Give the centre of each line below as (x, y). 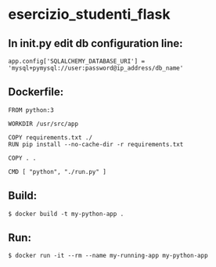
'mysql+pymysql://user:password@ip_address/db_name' (96, 68)
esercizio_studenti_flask (89, 14)
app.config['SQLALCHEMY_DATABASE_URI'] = (77, 61)
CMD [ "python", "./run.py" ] (58, 171)
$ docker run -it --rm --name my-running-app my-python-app (108, 256)
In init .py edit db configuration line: (95, 43)
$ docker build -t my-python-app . (66, 214)
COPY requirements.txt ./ (50, 137)
